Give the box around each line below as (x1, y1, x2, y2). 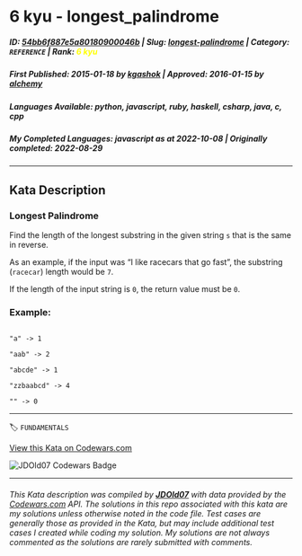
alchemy (9, 78, 43, 89)
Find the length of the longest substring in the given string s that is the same (9, 229, 292, 240)
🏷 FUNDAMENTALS (9, 422, 69, 433)
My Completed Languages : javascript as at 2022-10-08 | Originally (9, 133, 268, 144)
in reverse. (9, 239, 49, 250)
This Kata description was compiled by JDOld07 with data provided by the (9, 489, 287, 499)
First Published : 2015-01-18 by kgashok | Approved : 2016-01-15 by (9, 69, 264, 80)
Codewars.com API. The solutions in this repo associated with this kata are (9, 499, 289, 509)
